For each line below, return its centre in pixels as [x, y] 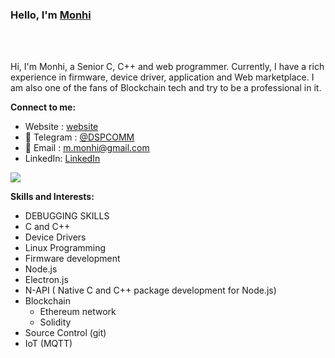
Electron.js [46, 280]
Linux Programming [65, 248]
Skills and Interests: [52, 197]
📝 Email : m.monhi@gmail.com [87, 148]
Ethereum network [78, 312]
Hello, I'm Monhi [51, 15]
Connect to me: [43, 107]
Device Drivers [55, 237]
